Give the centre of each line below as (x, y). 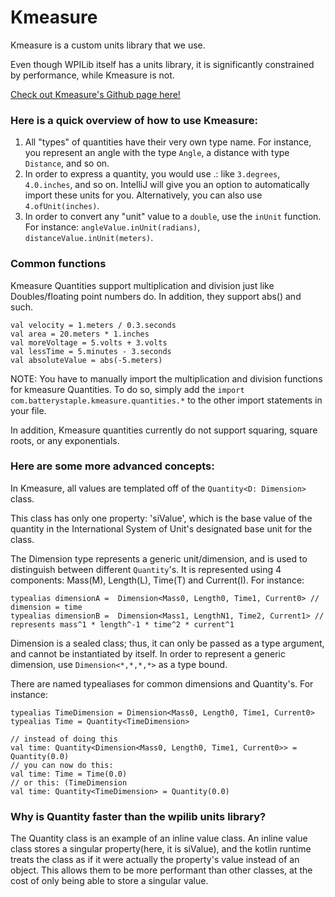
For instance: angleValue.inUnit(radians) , (112, 227)
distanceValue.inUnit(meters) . (89, 238)
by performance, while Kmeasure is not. (92, 75)
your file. (28, 410)
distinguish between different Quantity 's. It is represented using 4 (146, 569)
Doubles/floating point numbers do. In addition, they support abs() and (156, 296)
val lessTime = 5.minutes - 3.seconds (91, 351)
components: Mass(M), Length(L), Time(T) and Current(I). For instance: (157, 580)
